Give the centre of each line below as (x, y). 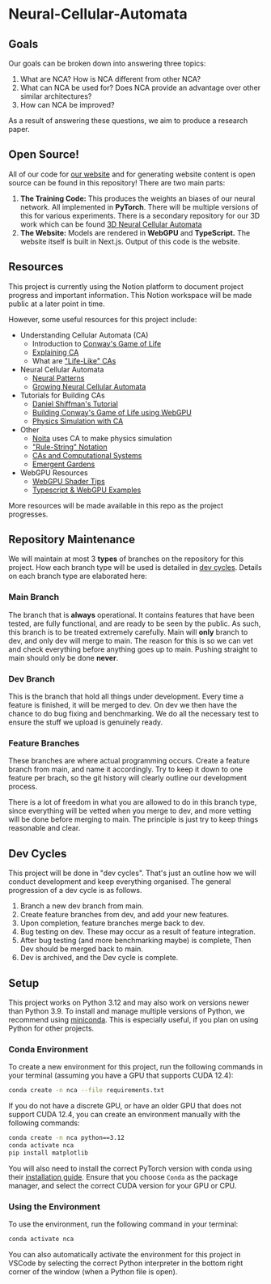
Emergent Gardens (64, 464)
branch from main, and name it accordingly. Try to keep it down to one (126, 769)
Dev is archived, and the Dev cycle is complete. (99, 958)
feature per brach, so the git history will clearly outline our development (128, 778)
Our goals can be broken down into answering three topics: (107, 63)
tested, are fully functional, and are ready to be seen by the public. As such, (135, 623)
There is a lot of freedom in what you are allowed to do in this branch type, (133, 802)
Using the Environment (55, 1206)
